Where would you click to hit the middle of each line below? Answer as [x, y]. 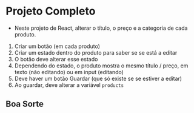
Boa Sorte [25, 104]
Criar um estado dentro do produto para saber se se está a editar [96, 52]
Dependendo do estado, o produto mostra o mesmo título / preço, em [101, 66]
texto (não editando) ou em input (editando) [69, 72]
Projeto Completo [51, 11]
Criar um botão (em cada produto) [57, 46]
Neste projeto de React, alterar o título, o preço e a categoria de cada [101, 28]
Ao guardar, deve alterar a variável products [69, 85]
